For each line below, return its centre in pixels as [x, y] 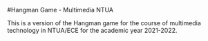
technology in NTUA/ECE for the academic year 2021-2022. [92, 30]
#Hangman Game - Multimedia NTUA [60, 10]
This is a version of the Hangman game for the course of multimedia [104, 23]
